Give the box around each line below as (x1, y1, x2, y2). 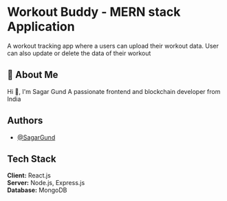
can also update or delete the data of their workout (7, 49, 151, 57)
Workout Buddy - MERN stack (7, 4, 181, 20)
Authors (7, 115, 43, 126)
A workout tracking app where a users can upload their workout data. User (7, 41, 219, 50)
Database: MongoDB (7, 186, 67, 194)
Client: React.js (7, 171, 52, 180)
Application (7, 19, 75, 35)
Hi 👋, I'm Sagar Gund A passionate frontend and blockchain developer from (7, 87, 221, 95)
